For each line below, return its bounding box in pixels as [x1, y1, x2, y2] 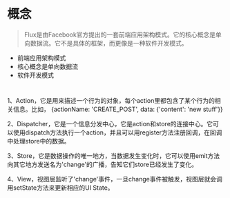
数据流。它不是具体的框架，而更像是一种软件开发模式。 [30, 39, 188, 47]
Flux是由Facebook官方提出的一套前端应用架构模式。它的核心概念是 [23, 30, 216, 39]
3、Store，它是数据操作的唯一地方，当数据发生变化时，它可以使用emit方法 [7, 152, 220, 160]
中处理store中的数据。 [7, 137, 70, 146]
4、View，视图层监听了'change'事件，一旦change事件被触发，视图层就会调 [7, 175, 222, 184]
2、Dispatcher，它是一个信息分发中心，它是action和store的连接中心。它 [7, 120, 213, 128]
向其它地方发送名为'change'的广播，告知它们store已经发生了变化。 [7, 160, 198, 169]
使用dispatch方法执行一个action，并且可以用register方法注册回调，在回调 [12, 128, 222, 137]
